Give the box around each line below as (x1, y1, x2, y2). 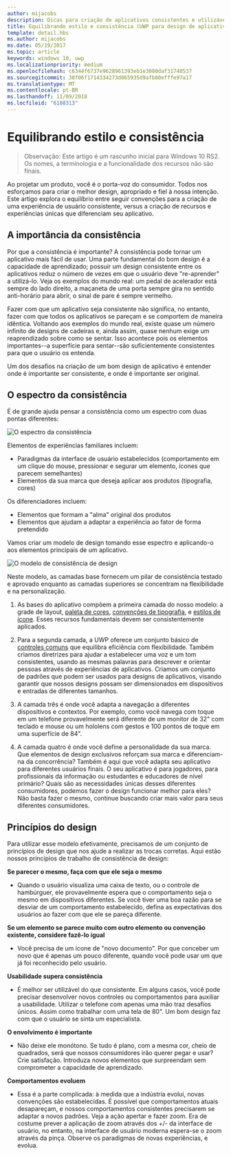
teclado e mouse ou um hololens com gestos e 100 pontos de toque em (16, 722, 220, 730)
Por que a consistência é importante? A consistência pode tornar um (7, 247, 201, 255)
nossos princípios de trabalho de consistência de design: (7, 854, 169, 862)
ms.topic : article (7, 49, 60, 56)
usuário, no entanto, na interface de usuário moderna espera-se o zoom (16, 1127, 222, 1135)
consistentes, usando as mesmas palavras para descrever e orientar (16, 658, 211, 666)
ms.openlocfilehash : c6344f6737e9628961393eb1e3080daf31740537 (7, 67, 192, 74)
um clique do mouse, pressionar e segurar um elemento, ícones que (16, 462, 211, 470)
